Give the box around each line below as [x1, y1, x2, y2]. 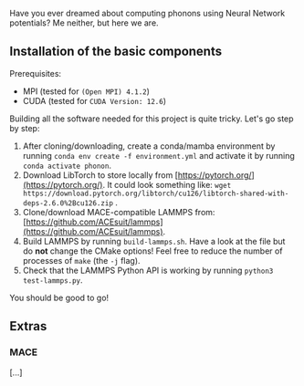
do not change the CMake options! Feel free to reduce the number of [22, 245, 283, 256]
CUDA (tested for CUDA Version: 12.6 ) [22, 95, 167, 106]
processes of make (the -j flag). [22, 255, 141, 266]
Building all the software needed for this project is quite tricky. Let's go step [9, 113, 294, 124]
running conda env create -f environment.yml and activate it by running [22, 150, 295, 161]
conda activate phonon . [22, 160, 112, 171]
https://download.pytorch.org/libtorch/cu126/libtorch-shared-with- [22, 189, 289, 198]
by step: [9, 122, 40, 133]
